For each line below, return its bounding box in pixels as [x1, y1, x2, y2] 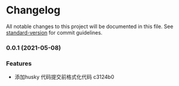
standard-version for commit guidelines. [6, 29, 103, 36]
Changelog [6, 4, 61, 17]
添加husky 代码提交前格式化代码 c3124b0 [14, 74, 115, 81]
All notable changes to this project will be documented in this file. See [6, 23, 174, 30]
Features [6, 59, 32, 67]
